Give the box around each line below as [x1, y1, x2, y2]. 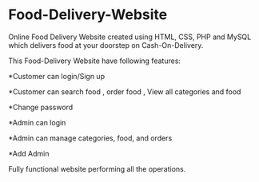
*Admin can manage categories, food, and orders [8, 133, 173, 143]
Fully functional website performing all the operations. [8, 164, 186, 173]
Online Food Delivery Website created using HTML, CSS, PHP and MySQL [8, 32, 252, 42]
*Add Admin [8, 148, 50, 158]
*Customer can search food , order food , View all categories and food [8, 86, 241, 97]
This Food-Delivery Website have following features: [8, 56, 181, 65]
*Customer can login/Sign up [8, 71, 106, 81]
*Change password [8, 102, 74, 112]
